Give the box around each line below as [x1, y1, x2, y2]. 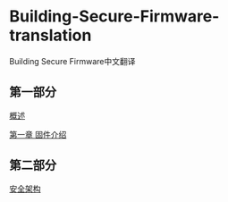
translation [9, 25, 92, 46]
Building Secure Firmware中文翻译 [9, 55, 136, 66]
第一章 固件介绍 [9, 129, 67, 139]
